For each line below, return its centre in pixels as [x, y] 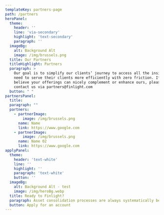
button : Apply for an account [40, 205]
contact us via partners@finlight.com [53, 87]
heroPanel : [16, 19]
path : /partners [21, 14]
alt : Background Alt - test [42, 187]
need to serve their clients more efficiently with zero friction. [84, 78]
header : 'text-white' [36, 159]
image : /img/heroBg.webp [39, 191]
